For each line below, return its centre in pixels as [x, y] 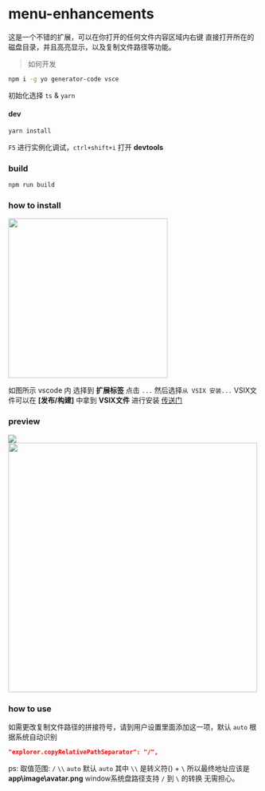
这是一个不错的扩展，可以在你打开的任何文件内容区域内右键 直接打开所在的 [131, 37]
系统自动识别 [36, 737]
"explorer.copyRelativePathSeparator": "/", [83, 752]
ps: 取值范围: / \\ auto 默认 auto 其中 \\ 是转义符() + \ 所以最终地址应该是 [129, 768]
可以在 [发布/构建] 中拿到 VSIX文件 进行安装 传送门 [99, 401]
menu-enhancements [81, 14]
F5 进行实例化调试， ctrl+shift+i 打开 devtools [86, 147]
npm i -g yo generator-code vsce [64, 79]
